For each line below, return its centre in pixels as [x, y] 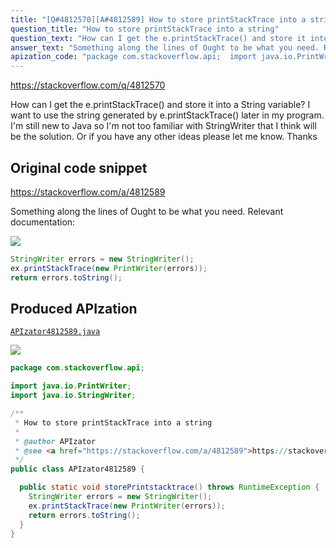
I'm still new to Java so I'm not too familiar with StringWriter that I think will [163, 126]
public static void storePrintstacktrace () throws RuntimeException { [169, 487]
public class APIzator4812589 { [77, 469]
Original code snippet [79, 167]
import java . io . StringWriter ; [73, 396]
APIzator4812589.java [55, 332]
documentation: [43, 222]
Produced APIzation [74, 308]
